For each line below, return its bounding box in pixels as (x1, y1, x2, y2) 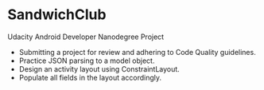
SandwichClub (7, 6, 107, 24)
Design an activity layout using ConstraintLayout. (18, 64, 180, 73)
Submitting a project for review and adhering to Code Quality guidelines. (18, 47, 256, 57)
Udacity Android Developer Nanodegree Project (7, 32, 165, 41)
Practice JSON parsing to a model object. (18, 56, 155, 65)
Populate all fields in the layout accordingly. (18, 72, 162, 82)
